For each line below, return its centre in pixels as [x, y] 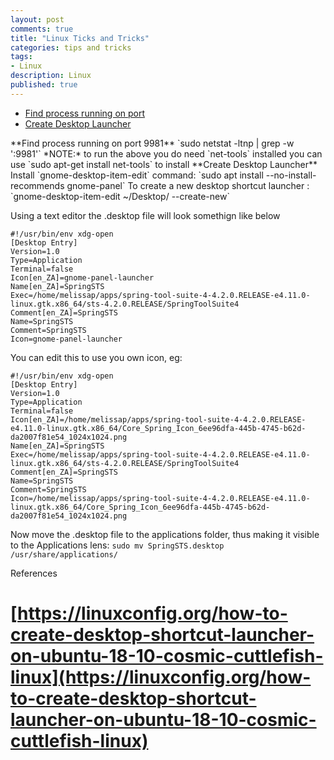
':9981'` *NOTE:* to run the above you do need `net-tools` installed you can [166, 153]
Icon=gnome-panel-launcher [66, 339]
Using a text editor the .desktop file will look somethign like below [145, 215]
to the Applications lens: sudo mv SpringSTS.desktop [117, 545]
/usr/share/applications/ [64, 554]
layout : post [37, 19]
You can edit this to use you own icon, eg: [96, 357]
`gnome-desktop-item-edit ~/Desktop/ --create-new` [120, 196]
